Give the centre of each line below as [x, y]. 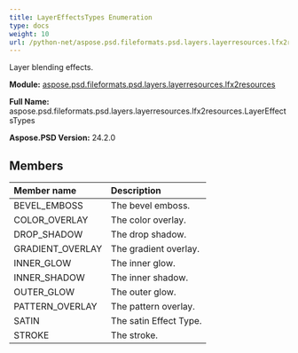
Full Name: [29, 102]
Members [36, 165]
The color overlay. [148, 220]
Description [136, 191]
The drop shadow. [149, 234]
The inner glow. [143, 263]
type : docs [29, 26]
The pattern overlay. [153, 307]
